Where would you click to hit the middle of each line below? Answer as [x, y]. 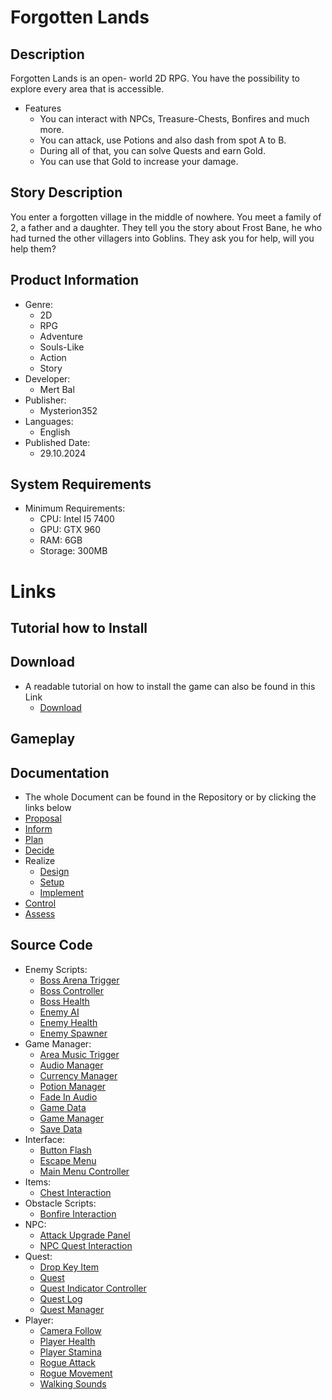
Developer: [47, 378]
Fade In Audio [68, 1097]
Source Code [51, 945]
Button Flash [65, 1150]
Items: [38, 1182]
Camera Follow [70, 1330]
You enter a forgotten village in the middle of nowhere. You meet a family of [166, 217]
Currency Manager [78, 1075]
